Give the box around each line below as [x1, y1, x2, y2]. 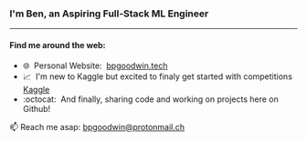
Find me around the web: [9, 39, 107, 50]
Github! [22, 103, 51, 114]
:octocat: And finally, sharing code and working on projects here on [22, 94, 279, 105]
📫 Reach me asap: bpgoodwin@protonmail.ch [9, 121, 185, 132]
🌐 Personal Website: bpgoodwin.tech [22, 60, 168, 71]
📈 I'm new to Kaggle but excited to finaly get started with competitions [22, 71, 292, 82]
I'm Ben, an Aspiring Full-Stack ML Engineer [9, 7, 209, 20]
